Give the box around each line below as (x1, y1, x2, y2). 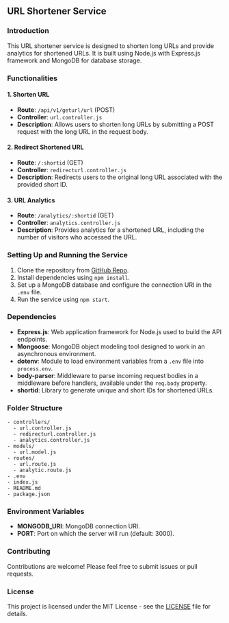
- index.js (7, 479, 38, 486)
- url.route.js (13, 461, 57, 468)
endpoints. (16, 335, 48, 343)
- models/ (7, 443, 36, 450)
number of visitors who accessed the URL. (16, 233, 137, 242)
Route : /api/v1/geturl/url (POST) (16, 106, 116, 114)
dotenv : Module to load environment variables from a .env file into (16, 357, 204, 365)
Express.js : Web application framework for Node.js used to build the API (16, 327, 222, 336)
